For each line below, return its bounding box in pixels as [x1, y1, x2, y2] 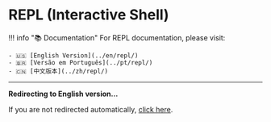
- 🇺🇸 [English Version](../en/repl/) [8, 51, 139, 60]
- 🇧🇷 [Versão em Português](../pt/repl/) [8, 58, 153, 66]
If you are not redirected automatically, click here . [8, 104, 173, 114]
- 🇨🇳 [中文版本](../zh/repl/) [8, 67, 109, 75]
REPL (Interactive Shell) [8, 6, 169, 24]
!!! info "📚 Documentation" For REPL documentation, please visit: [8, 32, 226, 42]
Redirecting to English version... [8, 89, 119, 99]
